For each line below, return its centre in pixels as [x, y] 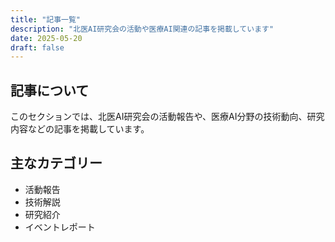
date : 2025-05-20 [46, 38]
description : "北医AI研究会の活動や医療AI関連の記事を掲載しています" [142, 29]
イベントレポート [60, 227]
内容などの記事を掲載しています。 [80, 129]
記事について [50, 90]
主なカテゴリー [56, 163]
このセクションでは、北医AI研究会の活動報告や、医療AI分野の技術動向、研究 [167, 117]
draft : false [37, 47]
